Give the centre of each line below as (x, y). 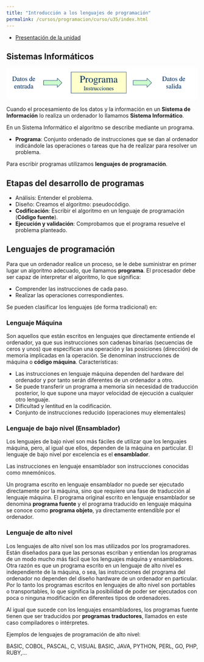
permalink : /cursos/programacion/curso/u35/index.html (77, 19)
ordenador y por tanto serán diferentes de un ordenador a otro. (94, 380)
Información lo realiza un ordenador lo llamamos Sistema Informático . (95, 116)
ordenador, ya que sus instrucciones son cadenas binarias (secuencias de (100, 343)
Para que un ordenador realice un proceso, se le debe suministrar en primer (101, 264)
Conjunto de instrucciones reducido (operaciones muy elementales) (100, 413)
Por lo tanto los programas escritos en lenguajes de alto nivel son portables (101, 585)
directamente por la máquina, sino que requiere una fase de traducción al (98, 491)
